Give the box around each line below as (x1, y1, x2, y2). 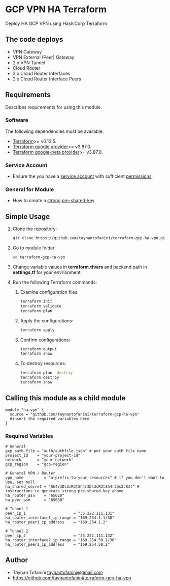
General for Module (5, 186, 54, 193)
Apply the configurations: (20, 317, 74, 324)
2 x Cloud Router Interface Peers (12, 75, 81, 82)
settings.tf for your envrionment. (12, 269, 82, 275)
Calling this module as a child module (5, 394, 126, 403)
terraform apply (20, 327, 55, 332)
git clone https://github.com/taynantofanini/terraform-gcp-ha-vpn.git (12, 236, 167, 241)
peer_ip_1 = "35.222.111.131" (5, 511, 115, 516)
